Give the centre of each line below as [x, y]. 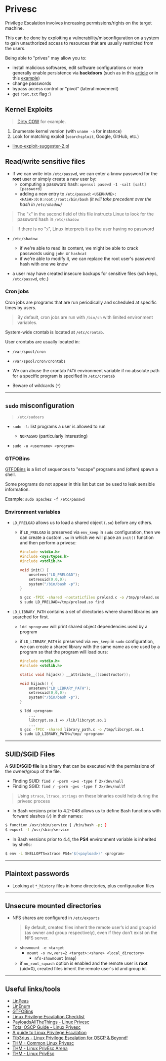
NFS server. [37, 938]
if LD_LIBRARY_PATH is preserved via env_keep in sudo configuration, [87, 642]
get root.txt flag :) [32, 94]
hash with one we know [44, 264]
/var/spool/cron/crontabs [39, 361]
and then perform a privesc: [48, 543]
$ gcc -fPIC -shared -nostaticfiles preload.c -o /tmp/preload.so [89, 597]
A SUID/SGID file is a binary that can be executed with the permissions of [80, 766]
